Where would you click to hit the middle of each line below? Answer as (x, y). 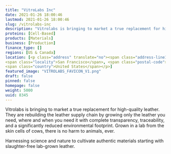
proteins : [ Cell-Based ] (31, 34)
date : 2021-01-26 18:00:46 (34, 15)
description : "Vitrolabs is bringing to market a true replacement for (83, 29)
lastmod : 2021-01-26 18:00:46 (37, 19)
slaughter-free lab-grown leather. (40, 146)
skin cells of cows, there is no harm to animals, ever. (60, 131)
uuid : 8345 (17, 95)
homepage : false (22, 85)
